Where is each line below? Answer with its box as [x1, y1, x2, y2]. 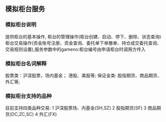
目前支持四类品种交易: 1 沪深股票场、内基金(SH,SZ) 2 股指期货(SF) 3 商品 [5, 105, 157, 111]
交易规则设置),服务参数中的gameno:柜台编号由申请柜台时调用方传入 [5, 46, 146, 52]
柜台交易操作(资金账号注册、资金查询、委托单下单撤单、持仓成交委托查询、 [5, 40, 162, 46]
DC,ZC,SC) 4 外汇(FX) [11, 111, 57, 117]
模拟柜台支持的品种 [5, 92, 52, 99]
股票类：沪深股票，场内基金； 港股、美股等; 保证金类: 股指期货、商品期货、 [5, 72, 162, 78]
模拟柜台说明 [5, 21, 37, 28]
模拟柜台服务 [5, 5, 45, 14]
